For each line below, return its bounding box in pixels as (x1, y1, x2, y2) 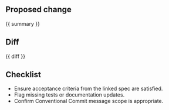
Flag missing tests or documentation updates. (13, 91, 125, 98)
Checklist (5, 70, 42, 80)
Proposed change (5, 5, 72, 15)
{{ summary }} (5, 20, 40, 27)
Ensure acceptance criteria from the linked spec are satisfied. (13, 85, 163, 92)
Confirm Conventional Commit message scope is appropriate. (13, 98, 164, 105)
